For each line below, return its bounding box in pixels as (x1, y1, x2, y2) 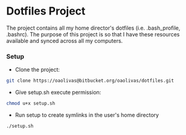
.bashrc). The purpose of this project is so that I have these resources (6, 30, 180, 38)
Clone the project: (14, 66, 60, 73)
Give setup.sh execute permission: (14, 89, 101, 96)
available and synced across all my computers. (6, 37, 123, 44)
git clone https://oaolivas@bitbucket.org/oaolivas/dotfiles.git (6, 77, 174, 84)
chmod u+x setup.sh (6, 100, 56, 107)
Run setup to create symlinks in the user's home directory (14, 111, 159, 119)
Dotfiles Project (6, 4, 86, 18)
